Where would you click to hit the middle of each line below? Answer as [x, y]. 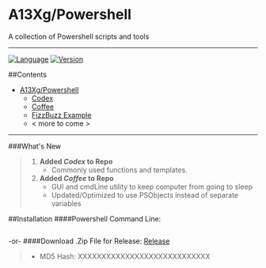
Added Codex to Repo [76, 161]
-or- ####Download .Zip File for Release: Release [89, 241]
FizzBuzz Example [61, 115]
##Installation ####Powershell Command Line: [85, 218]
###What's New [35, 146]
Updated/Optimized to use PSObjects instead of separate [145, 194]
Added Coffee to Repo [76, 178]
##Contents [28, 74]
